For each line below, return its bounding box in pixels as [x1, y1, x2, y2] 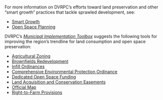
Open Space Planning [11, 24, 56, 30]
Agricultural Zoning [11, 53, 51, 59]
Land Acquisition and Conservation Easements [11, 79, 106, 85]
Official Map [11, 84, 37, 90]
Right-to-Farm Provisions [11, 90, 62, 95]
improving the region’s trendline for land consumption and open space [4, 39, 146, 44]
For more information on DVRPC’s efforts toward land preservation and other [4, 4, 159, 10]
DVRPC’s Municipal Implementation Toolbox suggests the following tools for [4, 34, 157, 39]
